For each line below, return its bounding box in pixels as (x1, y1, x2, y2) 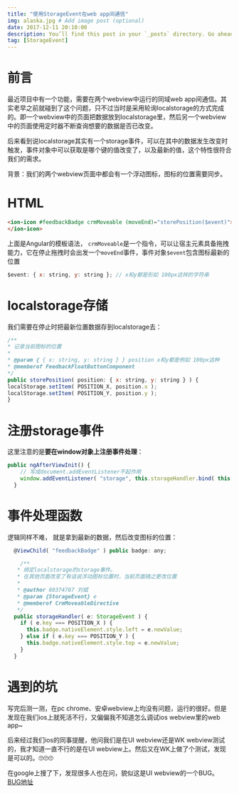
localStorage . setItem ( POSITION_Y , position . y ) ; (7, 389, 158, 396)
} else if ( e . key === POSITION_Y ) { (20, 633, 135, 640)
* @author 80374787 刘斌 (16, 586, 89, 594)
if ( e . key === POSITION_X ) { (20, 620, 113, 627)
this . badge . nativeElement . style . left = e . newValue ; (26, 626, 183, 633)
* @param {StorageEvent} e (16, 593, 97, 600)
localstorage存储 (7, 297, 108, 314)
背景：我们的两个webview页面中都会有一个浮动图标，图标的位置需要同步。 (7, 170, 227, 178)
